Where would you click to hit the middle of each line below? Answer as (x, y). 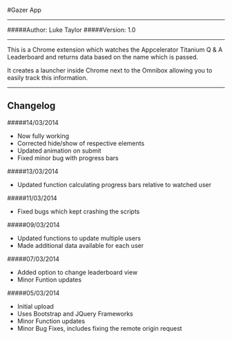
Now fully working (43, 136)
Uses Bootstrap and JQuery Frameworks (75, 313)
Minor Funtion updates (49, 280)
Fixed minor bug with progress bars (68, 157)
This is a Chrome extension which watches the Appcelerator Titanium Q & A (115, 50)
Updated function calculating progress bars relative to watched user (114, 184)
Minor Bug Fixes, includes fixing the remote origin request (99, 328)
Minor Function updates (51, 321)
